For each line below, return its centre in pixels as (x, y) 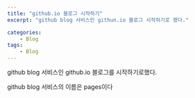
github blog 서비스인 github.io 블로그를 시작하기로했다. (82, 72)
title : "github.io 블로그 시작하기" (55, 13)
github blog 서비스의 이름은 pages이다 (60, 87)
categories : (24, 32)
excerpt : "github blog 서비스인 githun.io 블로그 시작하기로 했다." (98, 20)
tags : (15, 46)
